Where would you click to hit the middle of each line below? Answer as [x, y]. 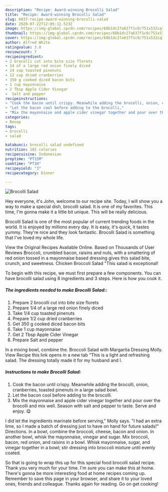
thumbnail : [16, 33]
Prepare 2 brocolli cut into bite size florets [55, 303]
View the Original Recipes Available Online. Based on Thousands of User [80, 248]
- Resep [13, 122]
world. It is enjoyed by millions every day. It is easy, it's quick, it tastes [77, 227]
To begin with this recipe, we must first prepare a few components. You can [83, 273]
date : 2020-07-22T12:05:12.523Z [39, 24]
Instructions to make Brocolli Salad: [43, 372]
